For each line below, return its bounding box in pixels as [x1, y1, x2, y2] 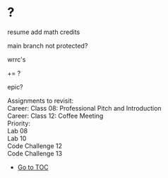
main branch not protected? [7, 41, 88, 50]
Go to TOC [17, 162, 49, 171]
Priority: [7, 118, 30, 128]
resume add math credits [7, 28, 80, 36]
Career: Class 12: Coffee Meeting [7, 111, 104, 120]
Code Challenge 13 [7, 149, 62, 157]
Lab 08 [7, 126, 28, 135]
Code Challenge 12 [7, 141, 62, 150]
